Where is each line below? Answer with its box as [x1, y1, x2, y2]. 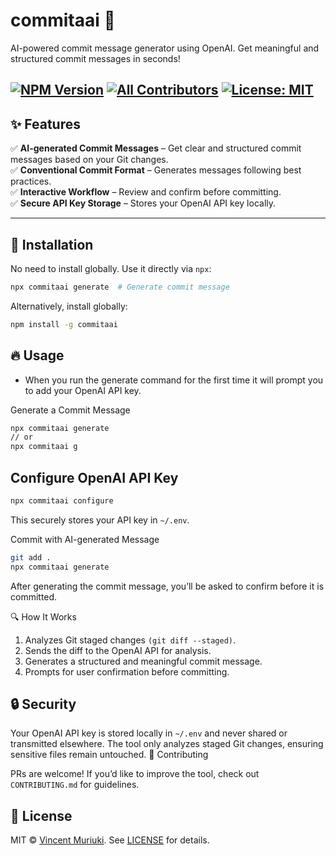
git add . [10, 552, 52, 563]
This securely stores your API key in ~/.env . [10, 514, 190, 526]
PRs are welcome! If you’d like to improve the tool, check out [10, 768, 260, 780]
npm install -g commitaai [10, 319, 118, 329]
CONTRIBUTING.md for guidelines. [10, 779, 140, 791]
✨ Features [10, 115, 81, 133]
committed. [10, 590, 58, 603]
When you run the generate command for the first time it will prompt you [24, 374, 324, 386]
